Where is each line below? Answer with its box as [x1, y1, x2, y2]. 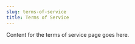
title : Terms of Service [6, 14, 69, 20]
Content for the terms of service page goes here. [6, 31, 130, 38]
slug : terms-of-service [6, 8, 67, 15]
